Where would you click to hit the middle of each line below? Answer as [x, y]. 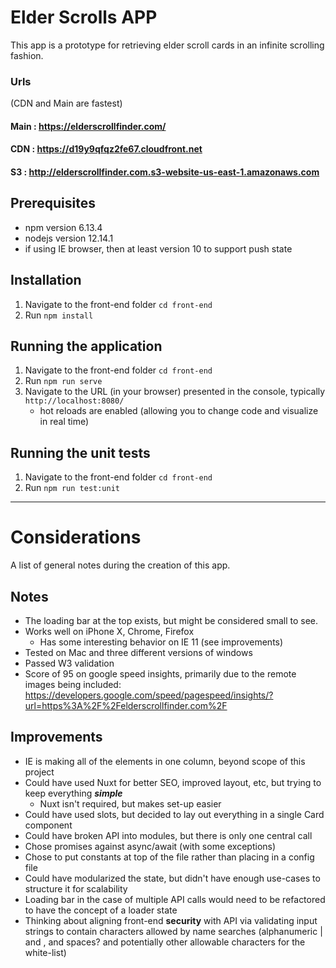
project [39, 772]
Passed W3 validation [69, 663]
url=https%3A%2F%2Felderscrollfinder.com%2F [126, 706]
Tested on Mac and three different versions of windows [138, 653]
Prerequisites [53, 203]
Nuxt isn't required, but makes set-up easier [130, 803]
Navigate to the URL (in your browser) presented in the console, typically [175, 392]
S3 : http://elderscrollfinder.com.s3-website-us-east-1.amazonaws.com [165, 172]
